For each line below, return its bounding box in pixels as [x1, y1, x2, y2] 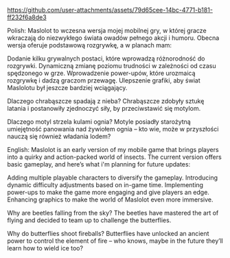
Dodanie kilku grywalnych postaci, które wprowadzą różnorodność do [7, 54, 205, 63]
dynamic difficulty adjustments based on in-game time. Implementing [7, 181, 204, 189]
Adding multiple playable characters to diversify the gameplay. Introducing [7, 173, 218, 182]
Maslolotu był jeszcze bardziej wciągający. [7, 84, 128, 92]
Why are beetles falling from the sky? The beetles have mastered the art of [7, 209, 219, 217]
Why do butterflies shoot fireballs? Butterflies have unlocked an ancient [7, 230, 209, 237]
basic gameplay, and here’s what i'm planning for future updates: [7, 160, 191, 168]
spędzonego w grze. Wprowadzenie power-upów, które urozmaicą [7, 69, 196, 77]
